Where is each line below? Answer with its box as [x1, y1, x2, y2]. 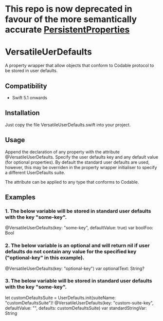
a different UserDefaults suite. [5, 170, 66, 175]
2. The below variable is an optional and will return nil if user [5, 242, 150, 249]
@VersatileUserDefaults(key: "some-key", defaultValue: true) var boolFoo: [5, 225, 153, 231]
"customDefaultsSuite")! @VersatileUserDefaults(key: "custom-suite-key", [5, 300, 154, 305]
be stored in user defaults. [5, 68, 58, 74]
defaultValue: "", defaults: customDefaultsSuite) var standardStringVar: [5, 305, 147, 311]
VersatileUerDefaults [5, 46, 92, 57]
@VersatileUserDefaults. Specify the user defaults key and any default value [5, 154, 159, 160]
